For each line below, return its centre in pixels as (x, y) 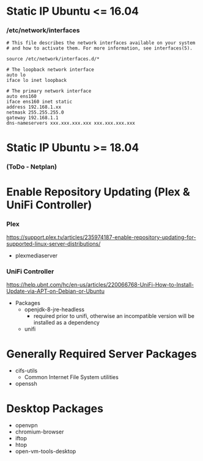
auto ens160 (21, 97)
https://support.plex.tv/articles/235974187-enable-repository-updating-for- (101, 237)
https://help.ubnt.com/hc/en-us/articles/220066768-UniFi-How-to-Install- (100, 285)
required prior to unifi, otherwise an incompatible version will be (114, 316)
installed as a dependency (66, 323)
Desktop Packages (55, 408)
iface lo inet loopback (37, 81)
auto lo (16, 75)
